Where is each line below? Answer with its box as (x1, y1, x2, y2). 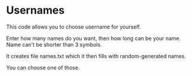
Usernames (6, 4, 65, 17)
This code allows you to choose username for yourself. (6, 23, 141, 30)
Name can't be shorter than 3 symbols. (6, 41, 103, 48)
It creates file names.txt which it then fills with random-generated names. (6, 52, 186, 59)
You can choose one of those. (6, 64, 80, 71)
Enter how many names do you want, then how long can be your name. (6, 34, 181, 42)
